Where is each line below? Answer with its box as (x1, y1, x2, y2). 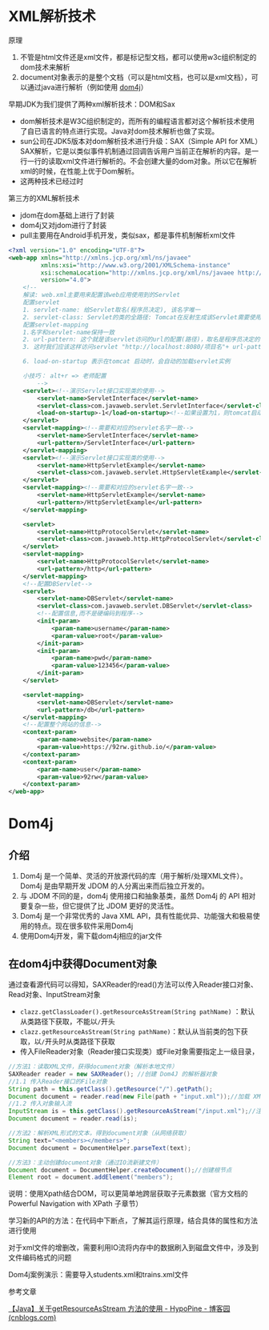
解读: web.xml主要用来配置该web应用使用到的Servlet (22, 291, 181, 299)
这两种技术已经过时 (19, 176, 84, 186)
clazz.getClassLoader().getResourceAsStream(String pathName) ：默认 (19, 1007, 255, 1016)
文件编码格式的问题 (8, 1253, 72, 1263)
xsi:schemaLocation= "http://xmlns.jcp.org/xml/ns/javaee (40, 269, 235, 277)
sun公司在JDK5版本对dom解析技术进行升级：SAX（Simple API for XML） (19, 136, 259, 146)
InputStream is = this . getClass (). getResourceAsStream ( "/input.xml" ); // (8, 1108, 256, 1116)
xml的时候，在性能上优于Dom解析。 (19, 166, 139, 176)
